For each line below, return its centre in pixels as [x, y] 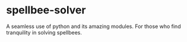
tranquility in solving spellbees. [44, 32]
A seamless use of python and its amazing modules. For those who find [93, 26]
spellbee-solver [46, 10]
